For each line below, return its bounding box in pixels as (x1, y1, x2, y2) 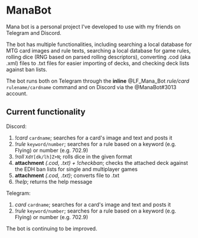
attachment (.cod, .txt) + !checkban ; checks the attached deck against (14, 159, 188, 166)
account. (6, 90, 28, 97)
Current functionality (6, 107, 86, 117)
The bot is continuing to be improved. (6, 225, 98, 232)
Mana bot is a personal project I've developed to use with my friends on (6, 23, 181, 30)
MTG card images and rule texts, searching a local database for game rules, (6, 47, 191, 54)
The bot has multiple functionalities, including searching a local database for (6, 41, 192, 48)
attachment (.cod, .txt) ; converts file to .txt (14, 172, 119, 179)
